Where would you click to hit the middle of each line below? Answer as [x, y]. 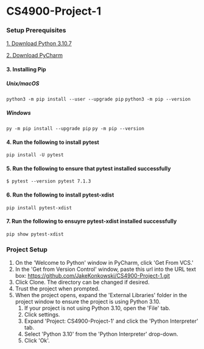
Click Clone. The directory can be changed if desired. [82, 282]
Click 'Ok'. [37, 340]
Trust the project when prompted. [57, 289]
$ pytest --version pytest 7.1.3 [49, 181]
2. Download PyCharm [34, 56]
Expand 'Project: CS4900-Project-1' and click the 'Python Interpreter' [111, 321]
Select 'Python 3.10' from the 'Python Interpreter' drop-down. [101, 334]
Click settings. [42, 315]
